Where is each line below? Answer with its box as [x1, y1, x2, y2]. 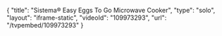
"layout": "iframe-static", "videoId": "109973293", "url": [6, 13, 167, 22]
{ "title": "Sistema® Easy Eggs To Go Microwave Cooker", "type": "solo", [6, 6, 216, 14]
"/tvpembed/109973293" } [6, 21, 84, 29]
